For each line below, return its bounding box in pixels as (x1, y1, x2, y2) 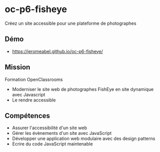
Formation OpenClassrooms (5, 76, 63, 82)
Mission (5, 63, 31, 72)
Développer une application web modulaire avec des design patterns (12, 135, 155, 142)
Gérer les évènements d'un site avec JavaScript (12, 130, 112, 136)
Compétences (5, 111, 50, 120)
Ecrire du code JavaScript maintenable (12, 141, 93, 147)
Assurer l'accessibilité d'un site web (12, 125, 87, 131)
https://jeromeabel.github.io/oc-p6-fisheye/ (12, 48, 103, 54)
